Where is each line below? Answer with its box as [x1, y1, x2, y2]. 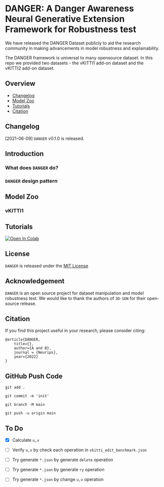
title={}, [14, 342, 34, 347]
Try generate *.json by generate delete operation [12, 457, 113, 463]
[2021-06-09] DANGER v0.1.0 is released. [5, 135, 84, 141]
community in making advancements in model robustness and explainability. [5, 45, 160, 51]
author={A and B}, [14, 346, 52, 351]
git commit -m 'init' [5, 394, 50, 399]
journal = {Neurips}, [14, 350, 58, 355]
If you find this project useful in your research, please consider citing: [5, 327, 146, 334]
